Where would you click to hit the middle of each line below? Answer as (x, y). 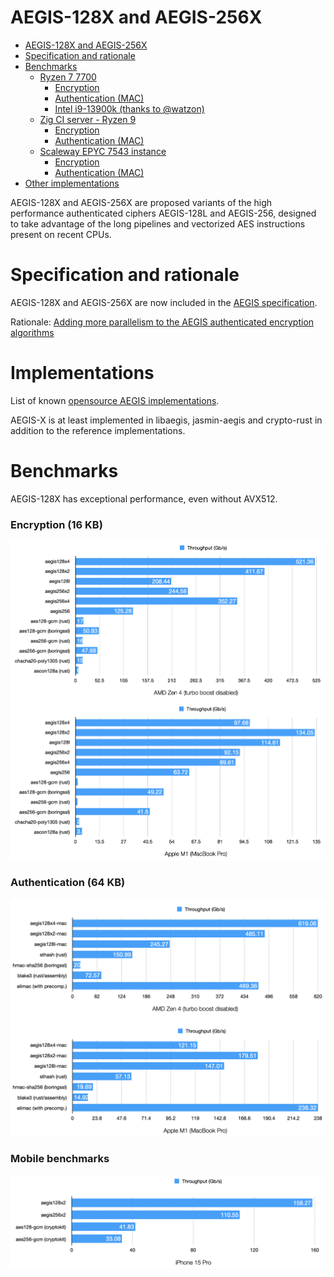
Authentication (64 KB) (68, 883)
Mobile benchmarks (60, 1158)
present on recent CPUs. (61, 234)
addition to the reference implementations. (98, 430)
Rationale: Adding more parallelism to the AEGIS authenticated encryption (162, 322)
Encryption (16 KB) (56, 524)
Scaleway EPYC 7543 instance (103, 151)
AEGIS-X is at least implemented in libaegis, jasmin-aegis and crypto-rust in (166, 420)
